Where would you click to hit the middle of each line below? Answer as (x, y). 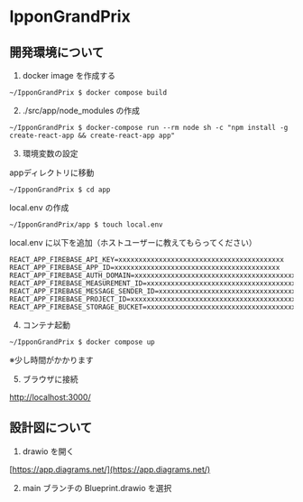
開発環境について (57, 52)
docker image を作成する (69, 75)
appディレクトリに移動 (52, 172)
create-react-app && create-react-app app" (92, 135)
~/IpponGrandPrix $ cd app (60, 190)
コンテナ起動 (46, 325)
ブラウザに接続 (50, 379)
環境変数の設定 (50, 153)
